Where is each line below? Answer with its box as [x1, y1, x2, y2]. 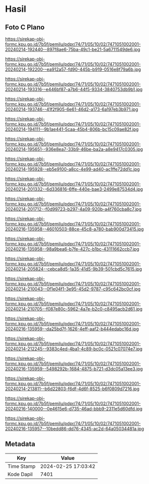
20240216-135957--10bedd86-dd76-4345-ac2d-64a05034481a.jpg [5, 426, 144, 431]
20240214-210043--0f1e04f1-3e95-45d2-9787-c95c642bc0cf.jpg [5, 286, 141, 292]
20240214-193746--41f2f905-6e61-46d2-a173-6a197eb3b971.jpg [5, 107, 139, 112]
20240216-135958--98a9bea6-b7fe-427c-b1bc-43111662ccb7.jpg [5, 246, 139, 252]
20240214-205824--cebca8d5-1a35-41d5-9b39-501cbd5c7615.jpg [5, 266, 142, 272]
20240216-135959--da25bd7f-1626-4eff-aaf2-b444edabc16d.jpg [5, 326, 139, 332]
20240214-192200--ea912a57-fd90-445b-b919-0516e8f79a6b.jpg [5, 66, 141, 72]
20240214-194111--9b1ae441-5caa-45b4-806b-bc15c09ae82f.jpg [5, 126, 139, 132]
